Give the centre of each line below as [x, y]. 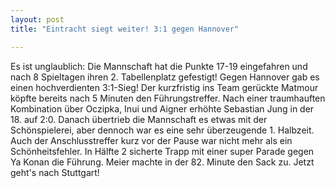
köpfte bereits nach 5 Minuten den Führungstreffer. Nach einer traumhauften [168, 98]
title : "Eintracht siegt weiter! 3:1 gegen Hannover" [125, 29]
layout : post [37, 19]
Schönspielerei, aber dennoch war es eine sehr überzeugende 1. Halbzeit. [162, 130]
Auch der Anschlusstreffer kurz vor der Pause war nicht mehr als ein [151, 140]
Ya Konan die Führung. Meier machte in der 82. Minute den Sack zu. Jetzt [162, 162]
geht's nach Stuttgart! [55, 172]
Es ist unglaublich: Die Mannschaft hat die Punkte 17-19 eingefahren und [159, 66]
